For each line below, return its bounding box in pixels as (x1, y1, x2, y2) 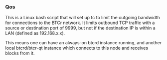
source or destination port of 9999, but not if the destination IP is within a (5, 25, 156, 31)
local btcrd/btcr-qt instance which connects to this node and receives (5, 45, 149, 51)
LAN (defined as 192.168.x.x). (5, 30, 65, 36)
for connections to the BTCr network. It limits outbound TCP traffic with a (5, 20, 155, 26)
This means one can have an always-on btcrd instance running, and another (5, 40, 162, 46)
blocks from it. (5, 50, 35, 56)
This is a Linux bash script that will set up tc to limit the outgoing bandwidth (5, 15, 161, 21)
